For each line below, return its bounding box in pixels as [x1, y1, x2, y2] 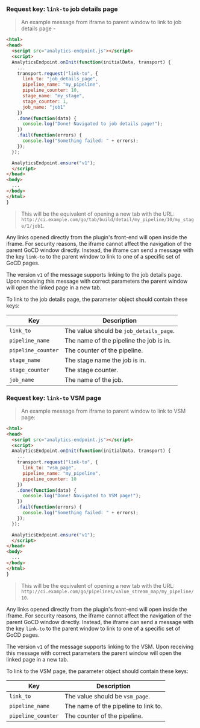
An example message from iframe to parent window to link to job [20, 19, 182, 26]
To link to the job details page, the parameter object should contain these [6, 295, 188, 303]
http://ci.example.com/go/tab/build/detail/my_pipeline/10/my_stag [20, 216, 194, 222]
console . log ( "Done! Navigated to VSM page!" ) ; [22, 493, 142, 499]
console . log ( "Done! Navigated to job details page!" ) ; [22, 121, 163, 127]
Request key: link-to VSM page [6, 393, 101, 402]
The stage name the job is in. [64, 356, 146, 364]
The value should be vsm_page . [64, 692, 151, 700]
